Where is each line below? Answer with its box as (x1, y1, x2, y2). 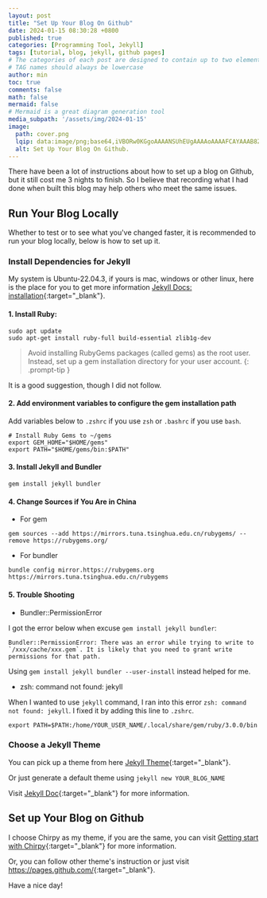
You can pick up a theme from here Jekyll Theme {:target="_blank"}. (8, 757, 231, 767)
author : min (8, 71, 48, 79)
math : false (8, 93, 48, 101)
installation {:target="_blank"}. (8, 291, 106, 301)
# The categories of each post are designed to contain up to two (8, 57, 233, 64)
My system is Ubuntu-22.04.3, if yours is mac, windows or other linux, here (8, 274, 254, 283)
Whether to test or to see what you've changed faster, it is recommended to (8, 228, 257, 237)
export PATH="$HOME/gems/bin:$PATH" (8, 445, 130, 454)
